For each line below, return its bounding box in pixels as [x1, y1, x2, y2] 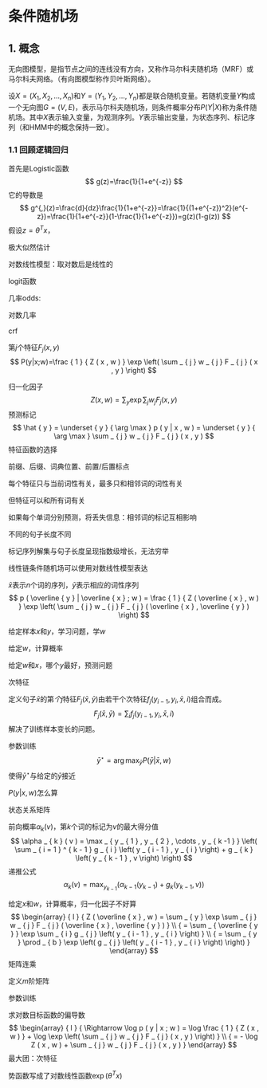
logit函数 [8, 276, 37, 285]
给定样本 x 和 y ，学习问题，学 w [8, 626, 106, 636]
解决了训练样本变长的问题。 [8, 724, 100, 733]
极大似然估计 [8, 242, 50, 252]
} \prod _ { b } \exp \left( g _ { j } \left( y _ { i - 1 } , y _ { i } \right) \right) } [17, 937, 251, 947]
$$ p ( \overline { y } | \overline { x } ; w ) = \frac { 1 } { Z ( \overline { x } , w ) [9, 593, 259, 603]
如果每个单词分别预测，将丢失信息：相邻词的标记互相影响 [8, 513, 197, 522]
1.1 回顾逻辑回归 [8, 144, 69, 155]
